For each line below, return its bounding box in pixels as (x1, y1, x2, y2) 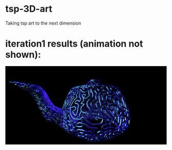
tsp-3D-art (5, 3, 53, 15)
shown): (5, 49, 41, 60)
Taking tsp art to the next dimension (5, 20, 81, 26)
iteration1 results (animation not (5, 38, 143, 50)
